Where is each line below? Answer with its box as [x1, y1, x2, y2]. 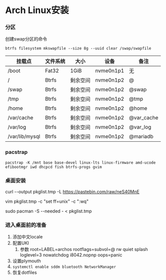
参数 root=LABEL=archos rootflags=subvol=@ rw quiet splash [20, 246, 148, 252]
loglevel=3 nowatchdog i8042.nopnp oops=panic [20, 252, 122, 258]
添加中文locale [12, 234, 43, 240]
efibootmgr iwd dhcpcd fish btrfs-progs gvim [5, 164, 102, 169]
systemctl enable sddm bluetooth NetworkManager [12, 264, 116, 269]
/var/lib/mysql [8, 133, 41, 140]
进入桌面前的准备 [5, 221, 47, 228]
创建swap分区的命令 [5, 36, 48, 42]
